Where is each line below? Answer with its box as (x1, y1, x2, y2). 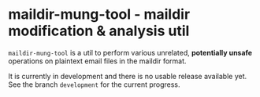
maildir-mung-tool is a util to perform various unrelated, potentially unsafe (8, 48, 253, 57)
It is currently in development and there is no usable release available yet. (8, 71, 247, 81)
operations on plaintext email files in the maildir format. (8, 56, 187, 66)
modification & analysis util (8, 22, 190, 40)
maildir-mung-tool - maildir (8, 5, 191, 23)
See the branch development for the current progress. (8, 80, 180, 89)
